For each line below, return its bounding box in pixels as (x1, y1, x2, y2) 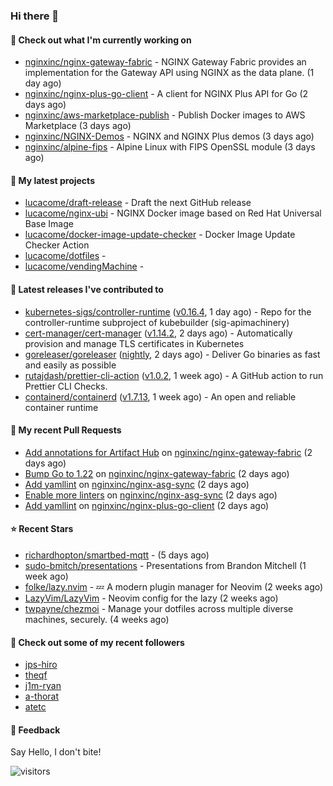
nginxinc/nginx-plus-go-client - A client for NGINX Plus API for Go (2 (24, 88, 309, 100)
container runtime (24, 401, 99, 413)
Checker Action (24, 239, 90, 251)
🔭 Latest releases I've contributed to (10, 283, 164, 295)
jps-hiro (24, 659, 58, 671)
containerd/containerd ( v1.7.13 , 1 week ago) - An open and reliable (24, 390, 297, 403)
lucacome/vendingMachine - (24, 260, 145, 273)
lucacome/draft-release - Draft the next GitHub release (24, 197, 252, 209)
